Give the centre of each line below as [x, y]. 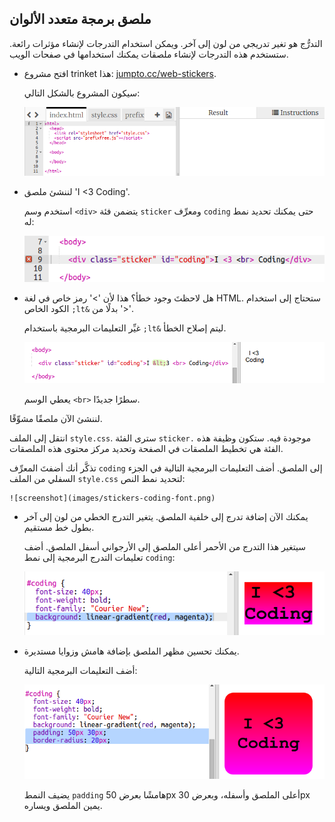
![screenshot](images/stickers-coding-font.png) [112, 498]
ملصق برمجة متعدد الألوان [80, 19]
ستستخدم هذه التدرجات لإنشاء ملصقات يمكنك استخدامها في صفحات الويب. [149, 54]
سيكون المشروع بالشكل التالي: [82, 93]
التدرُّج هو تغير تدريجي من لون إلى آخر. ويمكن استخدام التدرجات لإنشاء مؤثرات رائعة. [166, 43]
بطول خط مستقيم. [59, 527]
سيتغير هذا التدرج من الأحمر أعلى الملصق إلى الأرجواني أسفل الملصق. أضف [164, 546]
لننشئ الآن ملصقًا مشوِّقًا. [56, 418]
